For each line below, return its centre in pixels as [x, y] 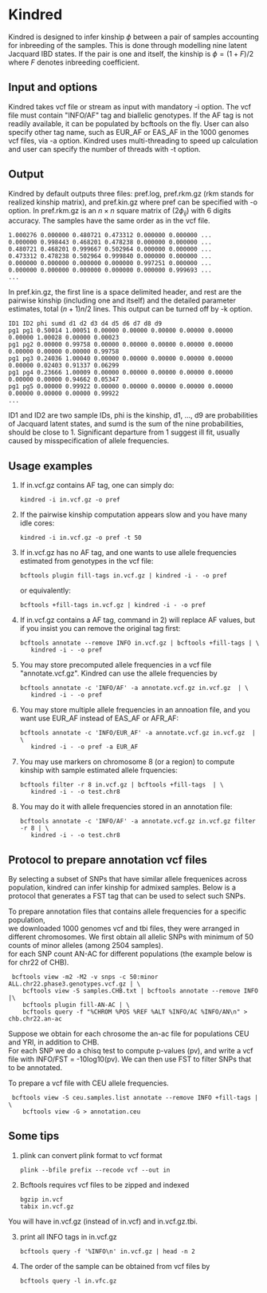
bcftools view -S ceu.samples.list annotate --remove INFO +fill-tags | [135, 1097]
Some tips [34, 1136]
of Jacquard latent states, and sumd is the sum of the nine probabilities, [126, 424]
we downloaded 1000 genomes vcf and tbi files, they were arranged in [124, 928]
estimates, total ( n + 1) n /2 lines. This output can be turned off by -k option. [130, 309]
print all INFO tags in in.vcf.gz [68, 1236]
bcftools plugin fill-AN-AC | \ [76, 1005]
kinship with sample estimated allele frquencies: [98, 770]
